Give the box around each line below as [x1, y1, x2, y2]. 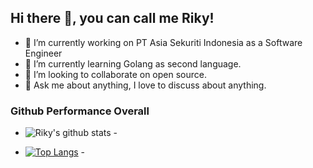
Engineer [24, 47, 63, 59]
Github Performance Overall [10, 104, 150, 118]
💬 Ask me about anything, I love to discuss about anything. [24, 79, 267, 91]
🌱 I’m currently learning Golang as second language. [24, 57, 242, 70]
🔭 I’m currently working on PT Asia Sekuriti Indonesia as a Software [24, 36, 303, 48]
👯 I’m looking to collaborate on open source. [24, 68, 207, 80]
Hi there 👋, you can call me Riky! [10, 10, 215, 27]
